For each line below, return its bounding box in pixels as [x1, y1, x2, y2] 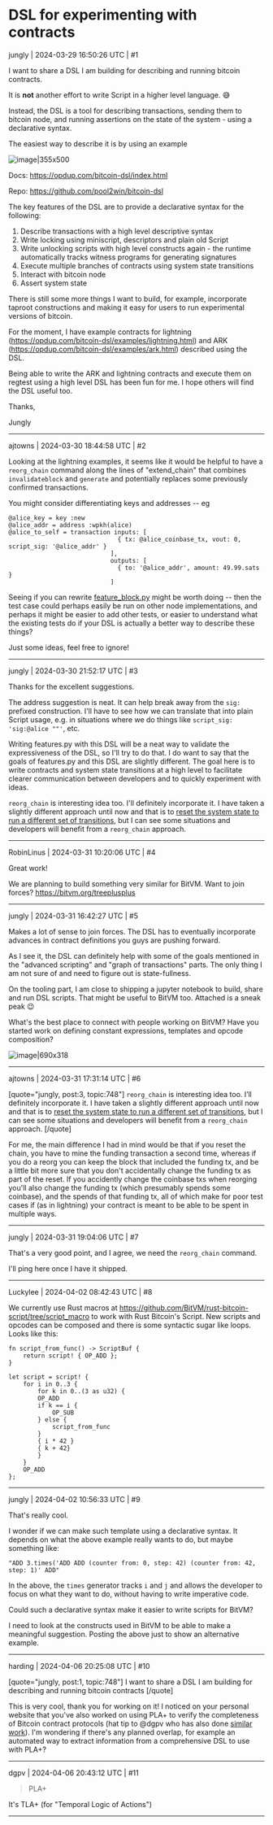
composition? [8, 1034, 54, 1044]
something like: [8, 1543, 59, 1553]
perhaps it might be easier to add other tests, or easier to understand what [8, 609, 258, 619]
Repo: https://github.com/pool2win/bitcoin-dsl [8, 185, 164, 196]
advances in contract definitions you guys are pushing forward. [8, 935, 221, 945]
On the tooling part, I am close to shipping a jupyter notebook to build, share [8, 984, 264, 994]
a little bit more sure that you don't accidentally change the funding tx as [8, 1165, 252, 1175]
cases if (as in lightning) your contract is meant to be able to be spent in [8, 1200, 249, 1209]
